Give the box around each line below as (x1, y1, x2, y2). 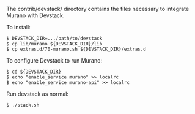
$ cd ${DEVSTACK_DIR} (6, 69, 62, 75)
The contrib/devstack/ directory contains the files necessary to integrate (6, 6, 189, 12)
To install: (6, 24, 31, 31)
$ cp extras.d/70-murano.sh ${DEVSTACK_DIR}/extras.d (6, 46, 147, 52)
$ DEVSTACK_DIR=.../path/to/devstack (6, 36, 103, 42)
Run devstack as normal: (6, 90, 69, 97)
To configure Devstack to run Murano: (6, 57, 103, 64)
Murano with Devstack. (6, 12, 65, 19)
